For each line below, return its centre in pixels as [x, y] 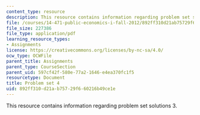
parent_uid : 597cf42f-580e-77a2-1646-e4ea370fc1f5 [70, 72]
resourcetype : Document [36, 78]
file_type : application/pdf [41, 34]
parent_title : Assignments [40, 61]
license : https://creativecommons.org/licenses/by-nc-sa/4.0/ [85, 50]
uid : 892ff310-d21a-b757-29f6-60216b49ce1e [61, 89]
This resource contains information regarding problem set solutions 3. [92, 106]
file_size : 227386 [29, 28]
